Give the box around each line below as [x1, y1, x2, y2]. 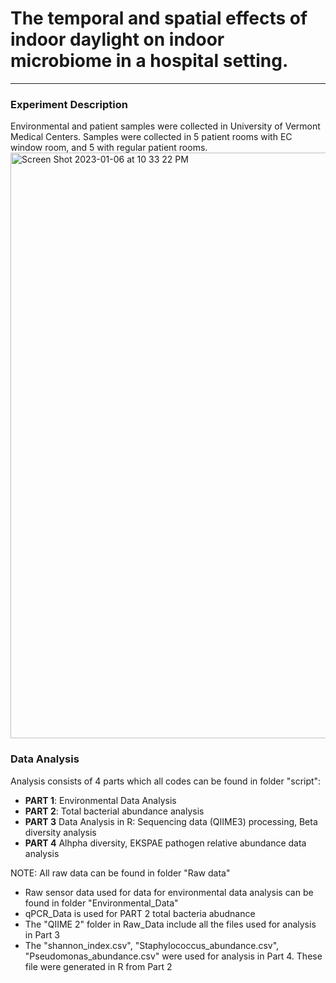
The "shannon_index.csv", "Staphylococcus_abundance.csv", [24, 939, 280, 951]
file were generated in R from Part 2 [24, 960, 173, 972]
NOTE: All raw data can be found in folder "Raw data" [10, 867, 231, 879]
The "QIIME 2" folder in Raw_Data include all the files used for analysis [24, 918, 317, 930]
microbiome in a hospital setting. [10, 50, 289, 72]
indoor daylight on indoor [10, 28, 225, 51]
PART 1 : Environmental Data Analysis [24, 794, 177, 806]
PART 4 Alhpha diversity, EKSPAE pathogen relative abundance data [24, 837, 307, 849]
